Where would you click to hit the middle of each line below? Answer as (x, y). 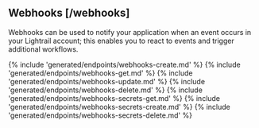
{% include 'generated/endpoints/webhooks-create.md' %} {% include (124, 64)
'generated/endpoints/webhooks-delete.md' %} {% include (105, 90)
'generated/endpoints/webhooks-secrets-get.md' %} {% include (114, 98)
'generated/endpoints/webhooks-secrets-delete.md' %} (101, 115)
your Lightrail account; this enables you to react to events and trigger (121, 41)
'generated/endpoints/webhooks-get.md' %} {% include (101, 73)
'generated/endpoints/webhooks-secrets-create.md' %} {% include (119, 107)
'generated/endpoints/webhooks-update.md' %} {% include (106, 81)
